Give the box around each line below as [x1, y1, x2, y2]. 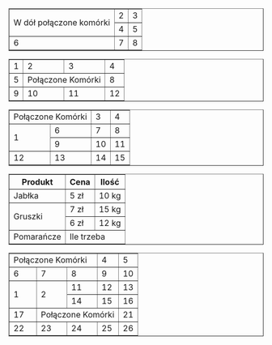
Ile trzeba [70, 231, 105, 242]
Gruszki [13, 211, 43, 222]
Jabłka [13, 190, 39, 201]
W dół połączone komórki [13, 16, 111, 28]
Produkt [21, 177, 53, 187]
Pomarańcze [13, 231, 62, 242]
